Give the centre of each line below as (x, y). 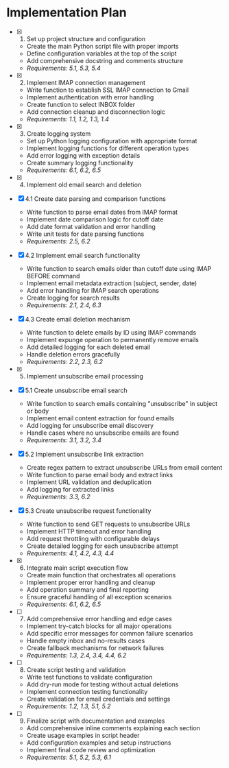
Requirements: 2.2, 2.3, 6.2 (65, 361)
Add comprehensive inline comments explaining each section (113, 728)
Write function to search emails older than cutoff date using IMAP (119, 268)
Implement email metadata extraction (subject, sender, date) (112, 283)
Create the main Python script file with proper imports (103, 46)
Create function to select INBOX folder (81, 104)
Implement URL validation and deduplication (89, 482)
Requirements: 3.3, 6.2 (58, 496)
